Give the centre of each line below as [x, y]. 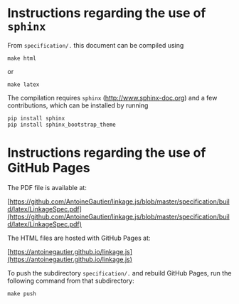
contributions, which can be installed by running [78, 105]
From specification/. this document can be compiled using [96, 45]
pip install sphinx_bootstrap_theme [62, 125]
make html [22, 58]
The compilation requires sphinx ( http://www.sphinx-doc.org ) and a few [112, 98]
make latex [23, 84]
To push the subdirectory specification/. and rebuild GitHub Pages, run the [119, 273]
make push [22, 293]
